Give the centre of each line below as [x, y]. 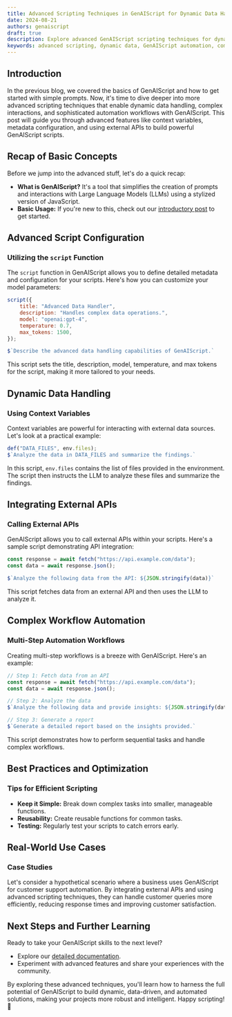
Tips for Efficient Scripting [52, 788]
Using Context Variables [49, 413]
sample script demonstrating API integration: [71, 547]
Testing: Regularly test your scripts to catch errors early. [98, 826]
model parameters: [34, 288]
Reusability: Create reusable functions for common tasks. [100, 818]
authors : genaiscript [38, 26]
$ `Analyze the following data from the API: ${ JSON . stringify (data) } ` [111, 578]
